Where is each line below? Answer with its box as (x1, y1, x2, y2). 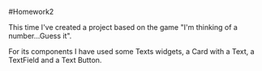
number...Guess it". (8, 31, 72, 40)
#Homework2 (8, 7, 54, 16)
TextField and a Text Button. (8, 56, 102, 65)
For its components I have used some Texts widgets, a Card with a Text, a (8, 47, 255, 56)
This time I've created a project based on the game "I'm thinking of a (8, 23, 238, 31)
